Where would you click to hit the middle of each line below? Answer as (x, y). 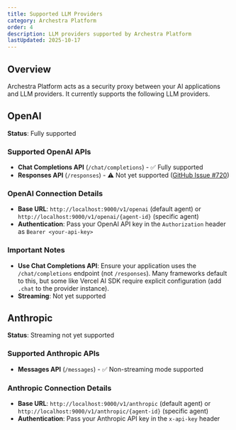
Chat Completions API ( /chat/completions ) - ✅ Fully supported (110, 167)
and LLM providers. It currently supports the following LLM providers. (109, 94)
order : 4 (20, 27)
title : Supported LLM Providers (55, 14)
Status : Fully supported (42, 133)
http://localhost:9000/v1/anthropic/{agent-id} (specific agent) (113, 411)
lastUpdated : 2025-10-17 (44, 41)
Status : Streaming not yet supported (61, 335)
